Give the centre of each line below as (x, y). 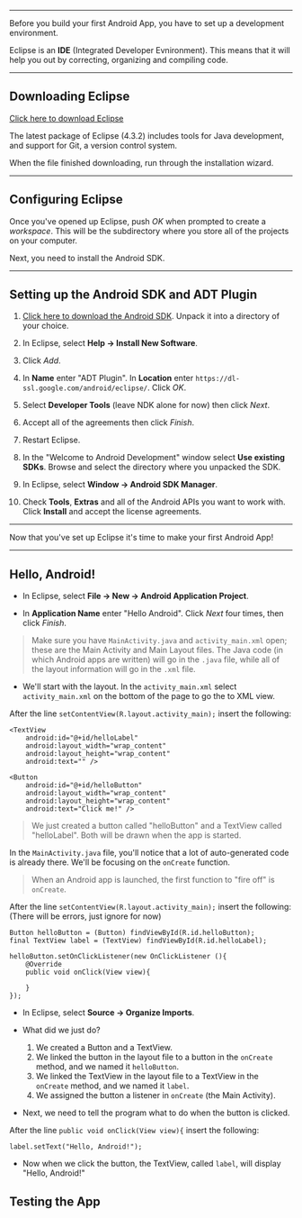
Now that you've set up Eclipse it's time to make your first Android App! (142, 538)
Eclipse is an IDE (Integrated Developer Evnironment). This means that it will (150, 50)
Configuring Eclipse (66, 200)
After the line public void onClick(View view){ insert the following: (134, 1131)
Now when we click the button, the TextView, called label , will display (151, 1164)
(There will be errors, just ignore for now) (85, 916)
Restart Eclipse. (51, 440)
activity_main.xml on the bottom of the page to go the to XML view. (149, 696)
